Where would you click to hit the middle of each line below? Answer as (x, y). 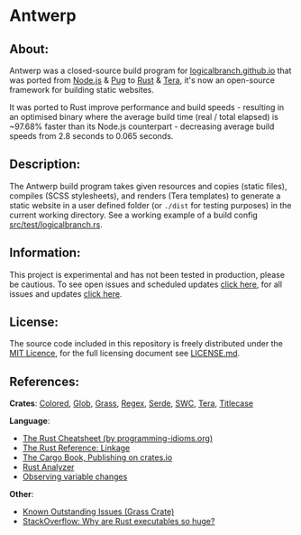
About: (29, 49)
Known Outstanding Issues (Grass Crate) (98, 512)
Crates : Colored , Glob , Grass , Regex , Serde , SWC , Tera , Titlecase (132, 403)
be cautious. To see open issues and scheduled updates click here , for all (146, 284)
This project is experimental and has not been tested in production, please (147, 274)
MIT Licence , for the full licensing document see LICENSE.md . (125, 354)
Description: (45, 165)
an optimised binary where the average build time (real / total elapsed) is (144, 117)
